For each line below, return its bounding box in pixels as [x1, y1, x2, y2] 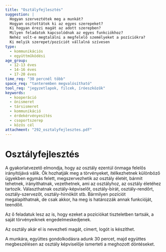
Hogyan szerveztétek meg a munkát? [9, 16, 83, 21]
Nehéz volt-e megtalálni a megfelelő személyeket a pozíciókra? [9, 35, 146, 40]
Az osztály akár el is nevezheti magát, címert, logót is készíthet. [5, 226, 135, 232]
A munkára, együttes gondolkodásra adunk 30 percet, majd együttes [5, 236, 146, 242]
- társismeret [9, 104, 39, 109]
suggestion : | [5, 12, 35, 17]
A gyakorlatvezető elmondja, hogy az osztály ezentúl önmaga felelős [5, 165, 146, 171]
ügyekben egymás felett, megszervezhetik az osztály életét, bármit [5, 176, 143, 182]
